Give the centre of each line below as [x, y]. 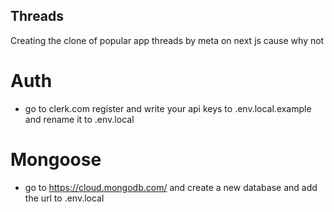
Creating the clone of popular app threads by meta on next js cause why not [167, 40]
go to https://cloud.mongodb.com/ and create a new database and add [171, 187]
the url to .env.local [64, 198]
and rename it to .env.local [79, 119]
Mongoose [56, 159]
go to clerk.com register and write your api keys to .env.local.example [168, 108]
